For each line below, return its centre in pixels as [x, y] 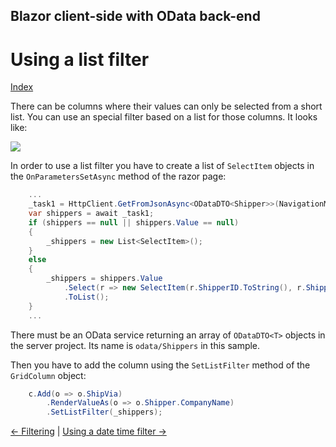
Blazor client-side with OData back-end [135, 16]
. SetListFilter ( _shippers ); [104, 412]
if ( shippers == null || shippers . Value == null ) [134, 222]
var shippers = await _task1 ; [91, 214]
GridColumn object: [48, 375]
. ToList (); [86, 297]
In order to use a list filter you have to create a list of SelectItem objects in [162, 166]
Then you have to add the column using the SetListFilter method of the [160, 365]
